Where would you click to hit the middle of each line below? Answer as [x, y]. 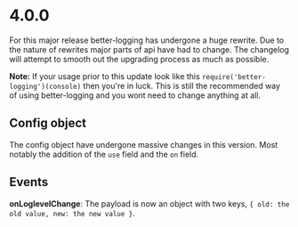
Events [29, 182]
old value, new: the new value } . [72, 213]
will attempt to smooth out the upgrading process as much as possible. [139, 59]
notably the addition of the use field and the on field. [104, 154]
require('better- [234, 77]
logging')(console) [45, 86]
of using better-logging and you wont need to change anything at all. [135, 95]
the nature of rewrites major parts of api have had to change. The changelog [149, 49]
